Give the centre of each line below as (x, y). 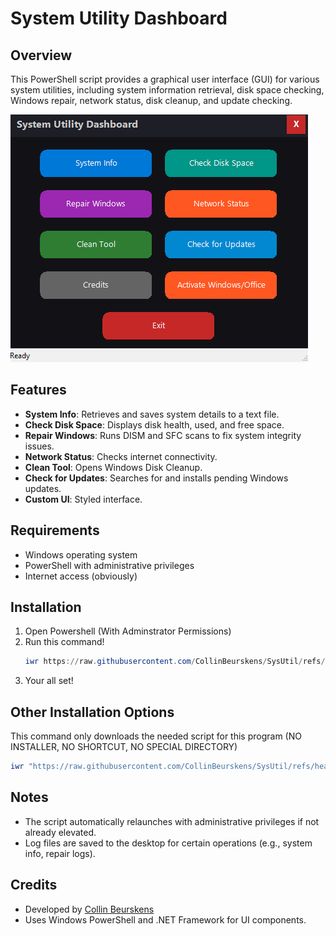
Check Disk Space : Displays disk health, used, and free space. (154, 424)
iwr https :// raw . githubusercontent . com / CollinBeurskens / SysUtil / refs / (175, 662)
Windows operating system (81, 554)
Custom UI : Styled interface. (83, 499)
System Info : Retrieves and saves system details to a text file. (152, 414)
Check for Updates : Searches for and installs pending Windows (156, 478)
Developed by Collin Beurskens (89, 909)
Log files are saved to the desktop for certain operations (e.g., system (168, 843)
